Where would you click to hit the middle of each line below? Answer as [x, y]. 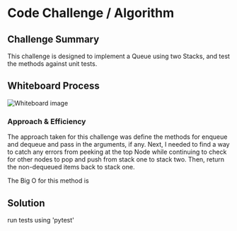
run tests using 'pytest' [41, 220]
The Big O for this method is [48, 181]
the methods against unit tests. [52, 64]
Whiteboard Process [54, 86]
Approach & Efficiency [47, 121]
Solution [26, 203]
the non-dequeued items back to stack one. [71, 167]
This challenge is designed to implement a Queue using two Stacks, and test [118, 56]
